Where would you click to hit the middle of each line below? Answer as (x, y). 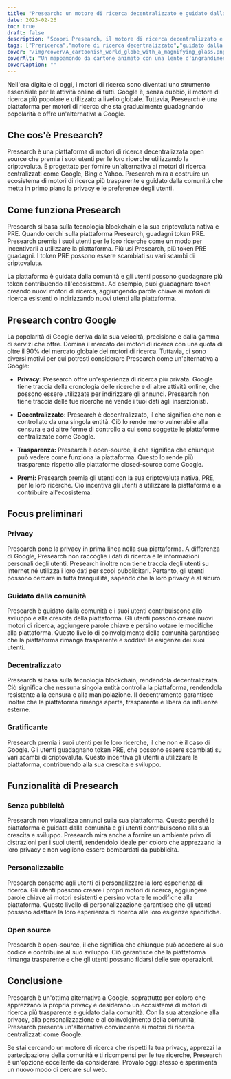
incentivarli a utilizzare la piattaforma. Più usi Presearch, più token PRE (107, 249)
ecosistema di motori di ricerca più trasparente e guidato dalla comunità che (115, 181)
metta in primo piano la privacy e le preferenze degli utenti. (90, 188)
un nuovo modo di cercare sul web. (57, 1069)
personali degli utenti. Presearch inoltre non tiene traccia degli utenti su (108, 563)
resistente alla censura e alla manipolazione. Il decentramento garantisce (110, 695)
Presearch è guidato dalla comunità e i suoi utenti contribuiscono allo (105, 611)
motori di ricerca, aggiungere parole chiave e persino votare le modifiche (110, 626)
